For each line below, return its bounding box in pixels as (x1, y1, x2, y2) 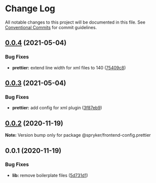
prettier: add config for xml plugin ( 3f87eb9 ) (12, 105, 102, 111)
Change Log (5, 3, 55, 14)
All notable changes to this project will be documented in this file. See (5, 19, 146, 25)
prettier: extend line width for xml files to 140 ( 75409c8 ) (12, 64, 126, 70)
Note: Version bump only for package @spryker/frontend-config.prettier (5, 132, 151, 138)
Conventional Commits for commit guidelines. (5, 24, 97, 30)
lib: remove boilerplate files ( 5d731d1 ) (12, 172, 88, 178)
